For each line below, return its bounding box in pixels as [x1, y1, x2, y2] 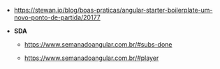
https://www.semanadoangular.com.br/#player [24, 54, 159, 62]
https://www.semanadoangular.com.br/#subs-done [24, 40, 173, 48]
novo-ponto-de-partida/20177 [13, 13, 101, 22]
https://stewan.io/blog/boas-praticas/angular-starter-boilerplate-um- [13, 6, 213, 14]
